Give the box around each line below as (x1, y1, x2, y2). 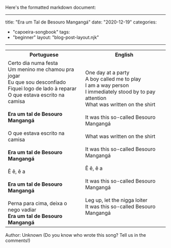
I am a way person (85, 82, 129, 89)
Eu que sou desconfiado (8, 79, 66, 86)
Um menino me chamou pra (8, 66, 74, 73)
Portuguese (30, 51, 59, 58)
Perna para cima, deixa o (8, 200, 67, 207)
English (115, 51, 134, 58)
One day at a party (85, 69, 130, 76)
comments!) (5, 237, 31, 243)
